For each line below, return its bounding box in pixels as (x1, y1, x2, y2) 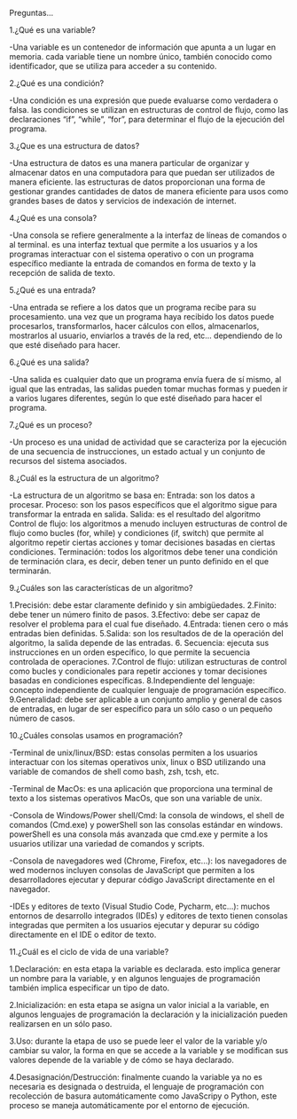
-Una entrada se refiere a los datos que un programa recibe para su (9, 302, 257, 312)
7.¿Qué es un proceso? (9, 420, 93, 429)
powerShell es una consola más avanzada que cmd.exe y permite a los (9, 829, 269, 839)
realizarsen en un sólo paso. (9, 1019, 113, 1028)
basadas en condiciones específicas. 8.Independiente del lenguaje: (9, 675, 255, 686)
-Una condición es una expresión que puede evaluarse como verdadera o (9, 95, 278, 106)
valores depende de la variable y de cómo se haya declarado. (9, 1055, 235, 1065)
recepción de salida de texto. (9, 268, 115, 278)
